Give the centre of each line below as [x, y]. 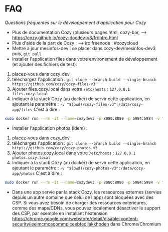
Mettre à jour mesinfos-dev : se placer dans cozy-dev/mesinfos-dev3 [84, 48]
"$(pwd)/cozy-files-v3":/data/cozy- [105, 104]
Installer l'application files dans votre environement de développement [85, 59]
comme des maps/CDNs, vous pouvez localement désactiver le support [86, 208]
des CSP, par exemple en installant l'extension [60, 213]
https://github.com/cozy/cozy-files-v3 [54, 84]
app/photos [23, 173]
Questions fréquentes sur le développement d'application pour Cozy [75, 23]
